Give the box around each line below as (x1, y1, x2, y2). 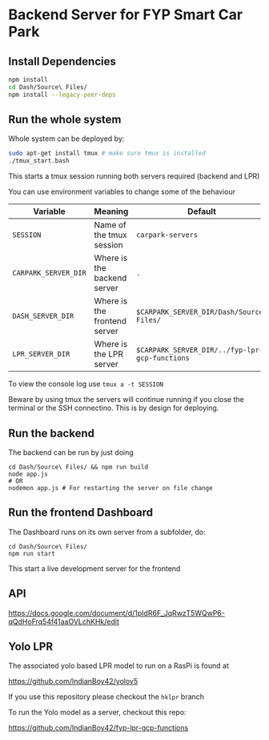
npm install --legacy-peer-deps (8, 90, 116, 99)
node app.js (8, 470, 48, 478)
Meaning (94, 206, 129, 217)
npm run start (8, 549, 56, 557)
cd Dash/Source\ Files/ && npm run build (8, 463, 149, 471)
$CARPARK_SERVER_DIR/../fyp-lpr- (135, 346, 264, 355)
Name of (94, 219, 126, 231)
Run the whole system (8, 113, 122, 127)
